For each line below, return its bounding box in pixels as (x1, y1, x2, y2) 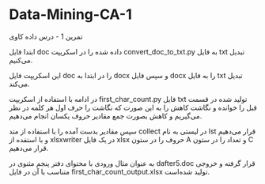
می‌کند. (9, 79, 30, 88)
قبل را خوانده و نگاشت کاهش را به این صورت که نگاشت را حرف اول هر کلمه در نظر (9, 103, 258, 112)
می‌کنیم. (9, 55, 33, 65)
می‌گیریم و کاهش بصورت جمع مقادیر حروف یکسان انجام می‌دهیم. (9, 111, 203, 120)
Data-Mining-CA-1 (9, 6, 133, 24)
